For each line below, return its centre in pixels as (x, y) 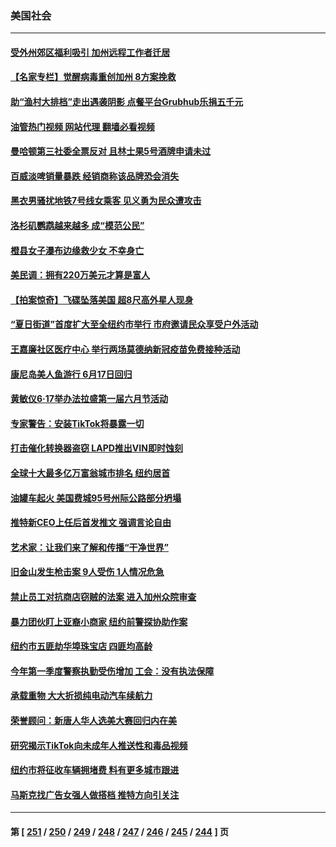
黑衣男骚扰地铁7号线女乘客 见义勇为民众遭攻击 (106, 201)
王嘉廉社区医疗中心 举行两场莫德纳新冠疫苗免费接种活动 (125, 349)
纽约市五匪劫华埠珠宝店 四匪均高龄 (81, 646)
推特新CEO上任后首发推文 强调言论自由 (91, 523)
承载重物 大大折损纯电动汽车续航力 (81, 696)
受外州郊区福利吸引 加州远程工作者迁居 (90, 52)
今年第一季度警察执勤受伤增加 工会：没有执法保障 (112, 671)
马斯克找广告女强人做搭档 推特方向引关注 (95, 794)
